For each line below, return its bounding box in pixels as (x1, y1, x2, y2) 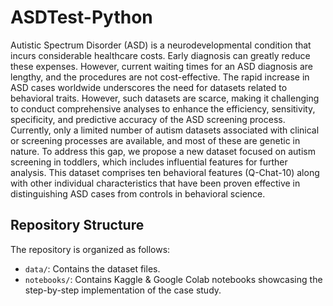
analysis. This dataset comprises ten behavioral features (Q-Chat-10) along (10, 166, 320, 178)
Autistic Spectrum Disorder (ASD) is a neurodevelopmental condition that (10, 39, 312, 51)
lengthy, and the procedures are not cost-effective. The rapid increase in (10, 71, 310, 83)
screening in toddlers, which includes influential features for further (10, 156, 288, 168)
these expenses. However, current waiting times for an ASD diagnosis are (10, 60, 314, 72)
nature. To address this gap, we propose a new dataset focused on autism (10, 145, 316, 157)
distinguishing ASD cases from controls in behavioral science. (10, 187, 266, 200)
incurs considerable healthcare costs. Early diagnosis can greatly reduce (10, 49, 311, 61)
